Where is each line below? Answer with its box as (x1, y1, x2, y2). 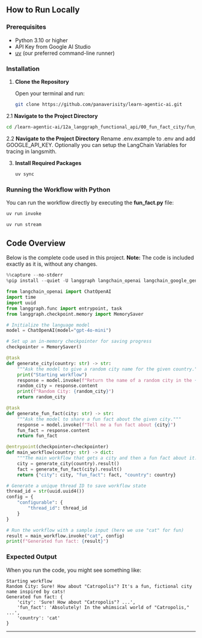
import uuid (6, 299, 36, 306)
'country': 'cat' (17, 615, 61, 621)
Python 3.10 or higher (14, 36, 68, 44)
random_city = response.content (17, 383, 98, 389)
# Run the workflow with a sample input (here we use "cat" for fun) (6, 527, 185, 533)
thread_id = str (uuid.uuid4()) (6, 488, 85, 495)
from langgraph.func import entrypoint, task (6, 305, 122, 311)
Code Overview (6, 238, 66, 249)
